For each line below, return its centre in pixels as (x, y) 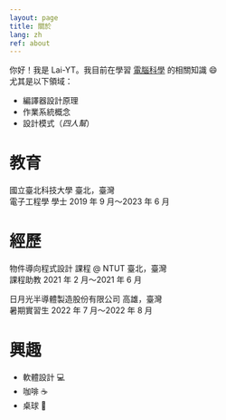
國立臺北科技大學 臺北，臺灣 (62, 190)
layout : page (34, 18)
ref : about (30, 43)
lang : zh (26, 34)
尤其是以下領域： (41, 82)
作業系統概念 (46, 112)
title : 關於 (30, 26)
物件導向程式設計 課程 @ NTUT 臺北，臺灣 (88, 269)
